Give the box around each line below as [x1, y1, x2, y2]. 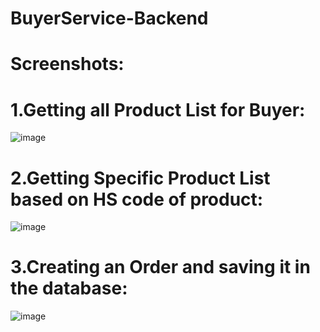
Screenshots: [10, 53, 125, 76]
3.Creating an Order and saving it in [10, 256, 311, 279]
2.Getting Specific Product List [10, 167, 271, 189]
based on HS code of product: [10, 188, 264, 211]
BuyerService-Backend [10, 7, 209, 30]
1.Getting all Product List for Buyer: [10, 98, 306, 121]
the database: [10, 277, 128, 300]
